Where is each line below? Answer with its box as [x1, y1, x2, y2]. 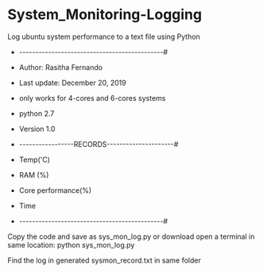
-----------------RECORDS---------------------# [18, 139, 179, 148]
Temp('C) [18, 155, 51, 164]
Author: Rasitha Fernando [18, 62, 103, 72]
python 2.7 [18, 109, 55, 118]
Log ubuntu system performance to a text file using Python [7, 32, 200, 41]
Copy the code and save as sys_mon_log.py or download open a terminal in [7, 232, 255, 241]
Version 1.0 [18, 124, 56, 133]
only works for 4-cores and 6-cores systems [18, 93, 166, 102]
